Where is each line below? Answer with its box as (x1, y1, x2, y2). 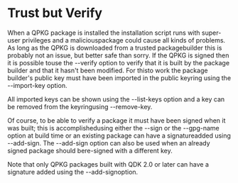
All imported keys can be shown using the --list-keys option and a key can (7, 94, 225, 104)
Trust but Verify (7, 5, 103, 21)
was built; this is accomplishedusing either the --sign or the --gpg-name (7, 123, 220, 132)
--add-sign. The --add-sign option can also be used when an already (7, 138, 211, 147)
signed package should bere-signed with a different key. (7, 146, 173, 155)
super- (201, 28, 222, 37)
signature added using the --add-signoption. (7, 167, 139, 176)
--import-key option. (7, 81, 67, 89)
